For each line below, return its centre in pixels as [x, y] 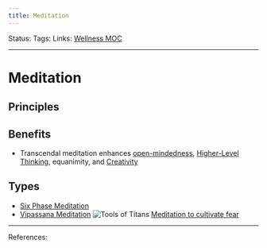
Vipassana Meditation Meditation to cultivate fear [130, 214]
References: [28, 237]
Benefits [30, 134]
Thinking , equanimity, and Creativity [79, 162]
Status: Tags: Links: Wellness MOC [65, 38]
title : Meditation [39, 15]
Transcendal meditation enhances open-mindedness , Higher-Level [130, 153]
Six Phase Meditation [54, 205]
